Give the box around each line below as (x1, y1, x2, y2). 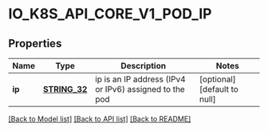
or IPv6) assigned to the (95, 84, 185, 94)
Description (120, 61, 166, 71)
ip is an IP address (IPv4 (95, 73, 186, 85)
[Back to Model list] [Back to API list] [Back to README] (8, 114, 191, 124)
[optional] (199, 73, 237, 85)
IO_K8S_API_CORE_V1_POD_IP (8, 5, 212, 23)
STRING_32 (42, 84, 88, 94)
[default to (199, 84, 239, 94)
